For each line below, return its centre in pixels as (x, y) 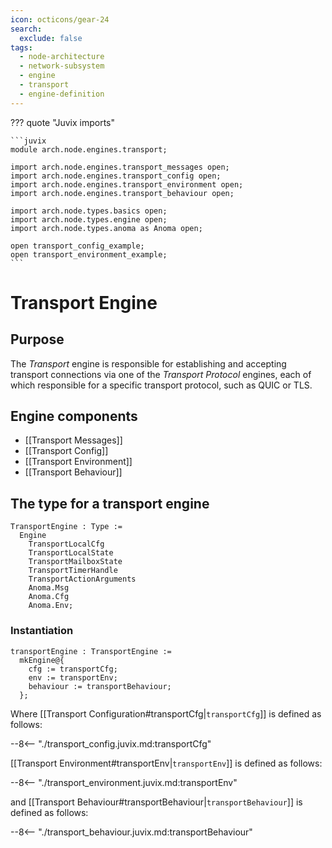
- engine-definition (62, 94)
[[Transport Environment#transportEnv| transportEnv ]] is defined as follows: (166, 763)
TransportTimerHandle (73, 571)
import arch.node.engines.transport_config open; (116, 176)
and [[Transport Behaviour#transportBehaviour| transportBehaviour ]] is (156, 802)
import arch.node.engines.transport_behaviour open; (122, 193)
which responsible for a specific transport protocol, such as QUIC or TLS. (161, 385)
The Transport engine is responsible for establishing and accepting (148, 363)
